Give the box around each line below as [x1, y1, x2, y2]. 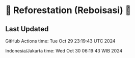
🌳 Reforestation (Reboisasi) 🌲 [5, 5, 131, 16]
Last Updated [5, 25, 49, 33]
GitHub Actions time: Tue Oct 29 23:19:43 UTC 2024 [5, 38, 116, 44]
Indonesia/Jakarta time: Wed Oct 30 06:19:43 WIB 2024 [5, 48, 123, 53]
